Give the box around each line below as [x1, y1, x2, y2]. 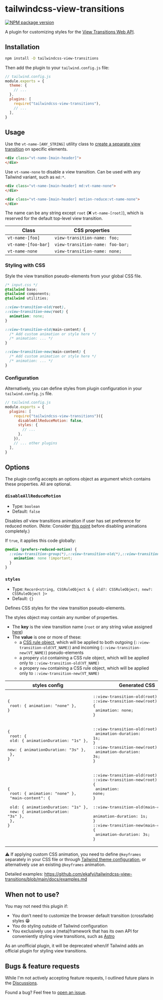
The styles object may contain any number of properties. [5, 615, 119, 621]
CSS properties [73, 227, 110, 234]
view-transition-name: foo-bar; [54, 242, 130, 247]
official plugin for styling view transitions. [5, 948, 87, 954]
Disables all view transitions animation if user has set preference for [5, 517, 141, 523]
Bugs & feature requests [5, 962, 80, 970]
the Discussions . [5, 980, 38, 986]
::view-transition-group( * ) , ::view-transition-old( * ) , [9, 552, 123, 556]
